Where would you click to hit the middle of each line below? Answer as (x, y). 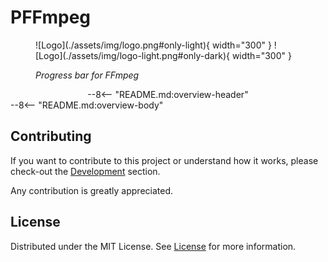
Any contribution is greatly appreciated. (92, 190)
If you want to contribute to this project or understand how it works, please (164, 160)
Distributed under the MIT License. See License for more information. (153, 246)
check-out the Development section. (85, 171)
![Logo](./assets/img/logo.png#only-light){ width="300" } (153, 45)
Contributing (51, 136)
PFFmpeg (51, 17)
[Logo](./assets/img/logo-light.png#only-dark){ (132, 55)
